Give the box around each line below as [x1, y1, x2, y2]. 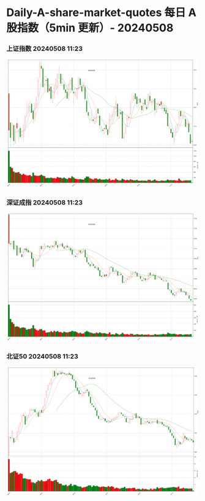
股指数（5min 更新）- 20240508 [6, 21, 174, 35]
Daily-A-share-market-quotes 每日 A [6, 6, 197, 20]
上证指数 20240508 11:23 [6, 44, 83, 53]
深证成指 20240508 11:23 [6, 198, 83, 206]
